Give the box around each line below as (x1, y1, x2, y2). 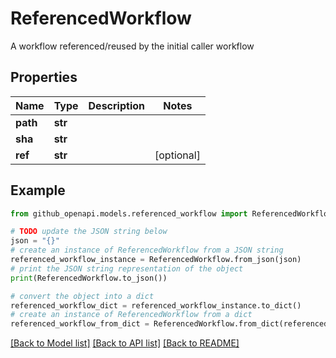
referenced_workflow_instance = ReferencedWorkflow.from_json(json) (10, 255, 302, 265)
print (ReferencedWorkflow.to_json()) (10, 273, 168, 283)
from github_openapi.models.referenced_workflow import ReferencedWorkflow (10, 208, 333, 219)
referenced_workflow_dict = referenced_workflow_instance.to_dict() (10, 300, 302, 311)
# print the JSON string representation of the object (10, 263, 244, 274)
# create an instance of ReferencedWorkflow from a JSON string (10, 245, 284, 256)
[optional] (154, 148, 201, 162)
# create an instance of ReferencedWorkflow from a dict (10, 310, 253, 320)
